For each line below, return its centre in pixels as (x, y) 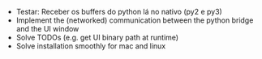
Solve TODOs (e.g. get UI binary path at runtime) (97, 37)
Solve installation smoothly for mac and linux (91, 46)
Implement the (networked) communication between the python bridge (135, 20)
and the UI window (47, 29)
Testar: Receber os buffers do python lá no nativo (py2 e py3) (119, 12)
